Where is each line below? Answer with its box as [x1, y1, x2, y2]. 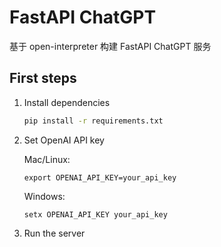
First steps [9, 70, 77, 87]
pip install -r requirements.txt [23, 116, 164, 126]
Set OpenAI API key [23, 134, 105, 146]
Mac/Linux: [23, 153, 71, 165]
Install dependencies [23, 96, 111, 108]
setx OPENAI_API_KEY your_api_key [23, 209, 168, 220]
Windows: [23, 190, 66, 202]
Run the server [23, 227, 86, 239]
